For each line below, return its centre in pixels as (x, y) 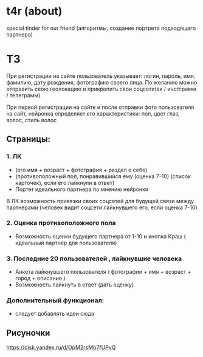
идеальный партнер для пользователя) (66, 243)
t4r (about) (34, 11)
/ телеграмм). (24, 95)
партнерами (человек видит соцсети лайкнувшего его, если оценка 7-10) (102, 207)
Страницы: (28, 139)
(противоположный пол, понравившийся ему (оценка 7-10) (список (103, 176)
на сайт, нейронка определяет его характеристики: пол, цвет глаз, (93, 113)
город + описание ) (40, 279)
